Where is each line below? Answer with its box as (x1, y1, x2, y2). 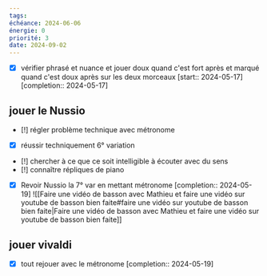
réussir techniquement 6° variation (20, 140, 135, 150)
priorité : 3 (9, 34, 49, 42)
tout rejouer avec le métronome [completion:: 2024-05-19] (20, 258, 214, 268)
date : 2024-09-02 (9, 41, 67, 49)
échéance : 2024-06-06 (9, 19, 82, 27)
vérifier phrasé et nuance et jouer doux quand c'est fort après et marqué (20, 63, 260, 73)
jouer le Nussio (9, 104, 86, 117)
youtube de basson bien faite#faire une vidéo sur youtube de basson (20, 198, 249, 207)
